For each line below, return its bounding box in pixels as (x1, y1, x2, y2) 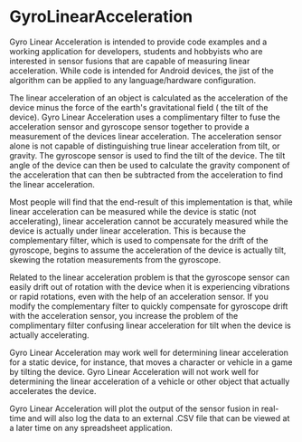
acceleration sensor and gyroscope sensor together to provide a (9, 120, 250, 132)
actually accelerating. (9, 329, 90, 341)
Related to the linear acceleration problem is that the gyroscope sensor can (9, 272, 290, 283)
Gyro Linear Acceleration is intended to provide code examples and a (9, 36, 268, 47)
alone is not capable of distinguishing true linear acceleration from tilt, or (9, 140, 280, 151)
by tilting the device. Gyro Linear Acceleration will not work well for (9, 366, 260, 377)
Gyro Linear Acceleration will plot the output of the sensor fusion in (9, 403, 260, 414)
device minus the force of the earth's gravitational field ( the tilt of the (9, 101, 269, 112)
